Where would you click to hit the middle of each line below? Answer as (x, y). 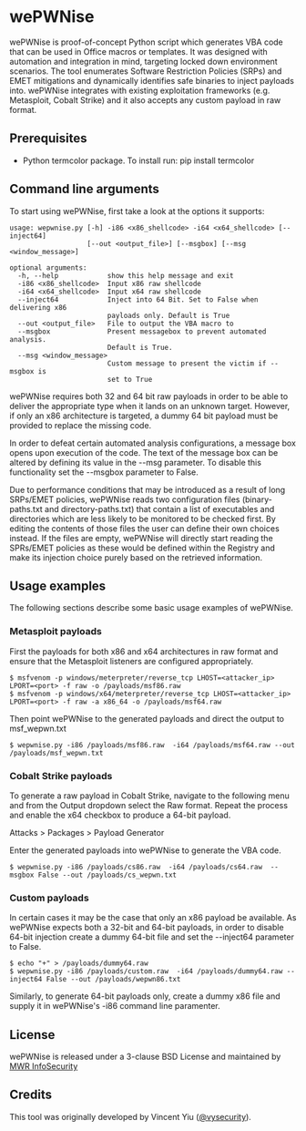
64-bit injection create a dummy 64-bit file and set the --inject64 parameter (152, 937)
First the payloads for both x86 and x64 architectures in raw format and (144, 651)
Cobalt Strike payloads (61, 776)
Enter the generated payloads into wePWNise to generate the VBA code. (146, 850)
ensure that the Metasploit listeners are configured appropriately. (132, 661)
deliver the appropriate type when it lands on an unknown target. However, (150, 406)
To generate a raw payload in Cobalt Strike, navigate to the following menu (149, 796)
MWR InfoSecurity (44, 1066)
